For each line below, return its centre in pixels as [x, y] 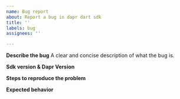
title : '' [18, 22]
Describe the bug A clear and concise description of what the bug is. [90, 55]
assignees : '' [24, 34]
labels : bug [21, 28]
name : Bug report [27, 11]
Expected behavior [30, 90]
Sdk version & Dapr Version [40, 67]
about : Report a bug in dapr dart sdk [54, 17]
